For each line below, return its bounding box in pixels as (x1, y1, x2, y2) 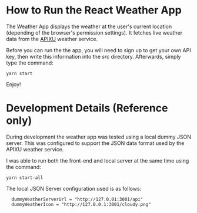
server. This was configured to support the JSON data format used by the (6, 139, 185, 147)
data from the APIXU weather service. (6, 35, 98, 42)
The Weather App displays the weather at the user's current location (6, 23, 172, 30)
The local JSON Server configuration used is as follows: (6, 185, 142, 192)
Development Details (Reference (6, 102, 168, 115)
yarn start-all (6, 174, 44, 181)
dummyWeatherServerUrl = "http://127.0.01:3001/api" (11, 196, 143, 202)
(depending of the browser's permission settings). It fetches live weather (6, 29, 183, 36)
